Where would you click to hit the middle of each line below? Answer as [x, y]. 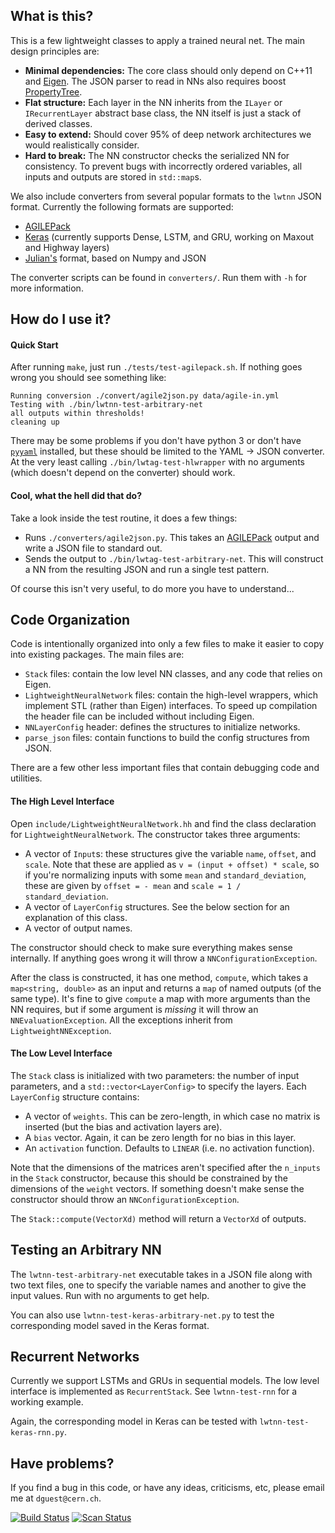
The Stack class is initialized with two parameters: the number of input [155, 1075]
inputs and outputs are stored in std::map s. [113, 176]
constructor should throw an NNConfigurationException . [125, 1199]
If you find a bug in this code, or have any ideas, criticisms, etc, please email [167, 1488]
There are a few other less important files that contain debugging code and [165, 768]
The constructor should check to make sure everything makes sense [151, 947]
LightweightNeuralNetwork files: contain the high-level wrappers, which [171, 695]
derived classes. [58, 123]
